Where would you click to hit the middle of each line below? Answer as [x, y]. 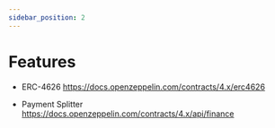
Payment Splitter [52, 104]
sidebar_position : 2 [47, 17]
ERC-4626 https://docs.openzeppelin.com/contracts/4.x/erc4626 [143, 87]
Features [42, 61]
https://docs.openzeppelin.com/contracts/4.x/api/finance [128, 114]
